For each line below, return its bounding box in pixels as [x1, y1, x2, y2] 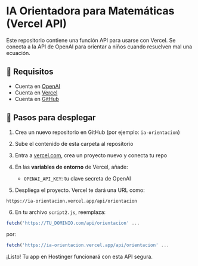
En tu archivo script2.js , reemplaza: [14, 208, 106, 216]
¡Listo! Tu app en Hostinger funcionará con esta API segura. [6, 253, 153, 261]
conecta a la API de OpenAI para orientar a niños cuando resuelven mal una [6, 43, 193, 50]
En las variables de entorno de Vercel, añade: [14, 163, 128, 170]
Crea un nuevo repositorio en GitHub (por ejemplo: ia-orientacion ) [14, 129, 180, 136]
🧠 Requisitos [6, 67, 54, 77]
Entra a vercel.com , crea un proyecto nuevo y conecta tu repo [14, 151, 168, 159]
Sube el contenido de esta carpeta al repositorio [14, 140, 134, 147]
